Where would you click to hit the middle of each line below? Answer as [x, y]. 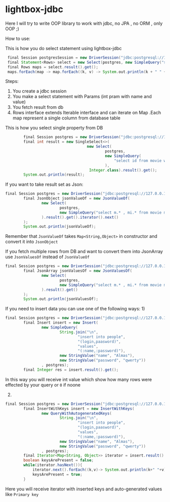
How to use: [18, 38]
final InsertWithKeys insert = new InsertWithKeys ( [79, 408]
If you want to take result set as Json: [44, 184]
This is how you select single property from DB [54, 128]
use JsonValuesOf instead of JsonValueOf [48, 257]
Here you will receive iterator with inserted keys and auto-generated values [84, 489]
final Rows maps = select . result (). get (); [53, 67]
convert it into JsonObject [32, 242]
